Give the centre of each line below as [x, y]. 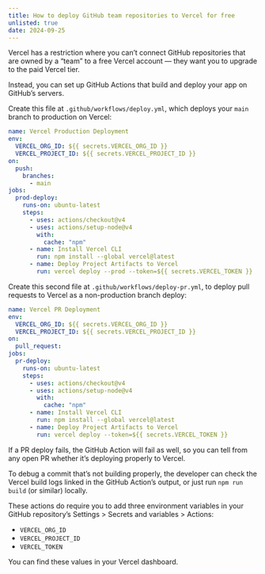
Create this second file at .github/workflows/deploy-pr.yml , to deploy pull [129, 287]
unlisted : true [33, 23]
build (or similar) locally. [48, 490]
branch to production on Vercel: [60, 117]
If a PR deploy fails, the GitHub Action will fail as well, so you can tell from [128, 450]
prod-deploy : [37, 198]
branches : [39, 176]
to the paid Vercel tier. [44, 70]
